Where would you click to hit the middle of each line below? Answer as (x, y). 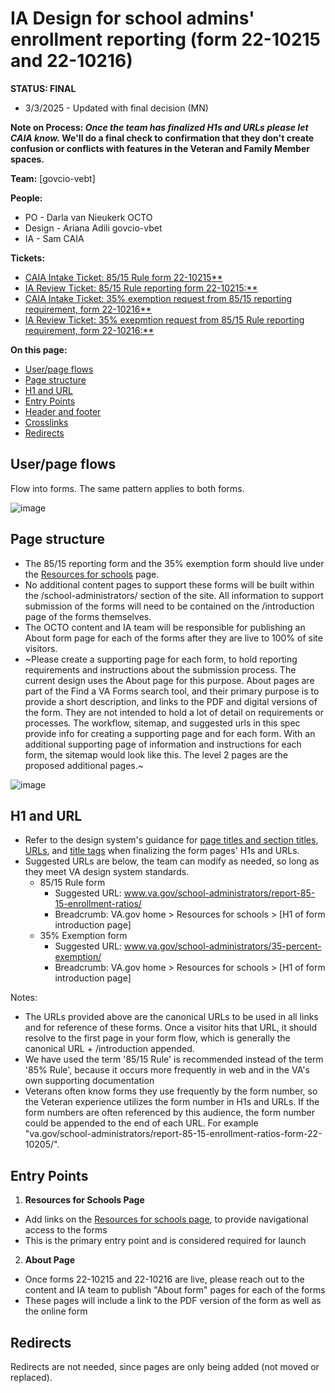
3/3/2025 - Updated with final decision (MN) (116, 108)
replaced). (31, 1377)
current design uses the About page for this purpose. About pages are (169, 680)
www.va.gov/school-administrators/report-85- (219, 893)
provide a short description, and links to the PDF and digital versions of (171, 701)
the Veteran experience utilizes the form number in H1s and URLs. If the (172, 1102)
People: (26, 198)
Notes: (24, 998)
